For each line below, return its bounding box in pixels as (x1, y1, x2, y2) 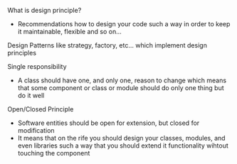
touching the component (17, 149, 90, 157)
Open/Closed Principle (7, 105, 74, 113)
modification (17, 126, 55, 134)
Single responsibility (7, 62, 67, 70)
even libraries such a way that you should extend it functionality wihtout (17, 141, 229, 150)
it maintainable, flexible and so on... (17, 28, 122, 35)
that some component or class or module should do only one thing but (17, 84, 224, 92)
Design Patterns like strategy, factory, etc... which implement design (7, 41, 208, 49)
